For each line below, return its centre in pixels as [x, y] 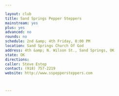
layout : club [18, 14]
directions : [17, 59]
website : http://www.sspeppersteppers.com [49, 73]
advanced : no [18, 32]
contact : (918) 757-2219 [30, 69]
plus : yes [15, 27]
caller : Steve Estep [26, 64]
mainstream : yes [21, 23]
